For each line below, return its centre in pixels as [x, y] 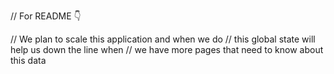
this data [28, 60]
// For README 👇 [46, 16]
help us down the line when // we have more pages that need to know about [167, 49]
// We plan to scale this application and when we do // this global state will [163, 39]
